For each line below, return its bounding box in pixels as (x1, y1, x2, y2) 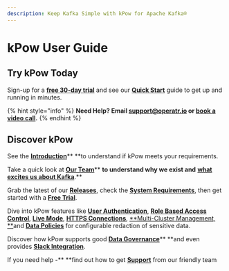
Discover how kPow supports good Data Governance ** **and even (7, 235, 200, 243)
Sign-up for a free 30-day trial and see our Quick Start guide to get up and (7, 86, 223, 94)
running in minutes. (7, 93, 62, 101)
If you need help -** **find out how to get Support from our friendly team (7, 256, 217, 264)
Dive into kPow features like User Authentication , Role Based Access (7, 207, 207, 215)
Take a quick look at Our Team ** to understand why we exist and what (7, 165, 212, 174)
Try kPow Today (7, 67, 78, 80)
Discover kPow (7, 134, 73, 146)
